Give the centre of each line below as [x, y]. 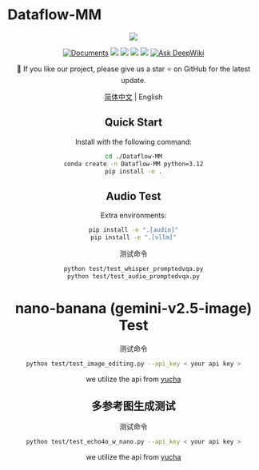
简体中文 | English [133, 97]
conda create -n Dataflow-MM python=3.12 [133, 164]
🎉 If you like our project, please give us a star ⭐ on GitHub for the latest [133, 69]
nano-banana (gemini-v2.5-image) [133, 308]
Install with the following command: [133, 141]
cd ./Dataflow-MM [133, 156]
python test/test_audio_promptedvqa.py [133, 276]
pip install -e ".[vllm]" [133, 237]
